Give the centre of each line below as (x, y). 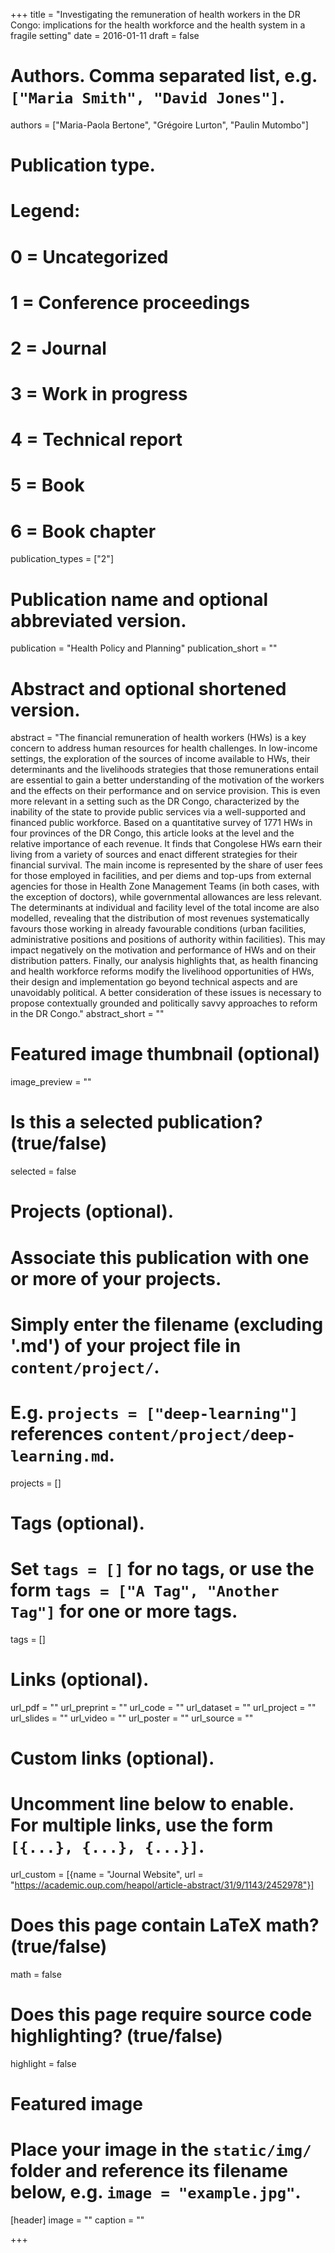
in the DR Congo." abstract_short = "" (87, 1014)
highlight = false (43, 2063)
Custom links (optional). (112, 1758)
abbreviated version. (98, 620)
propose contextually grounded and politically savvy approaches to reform (164, 1003)
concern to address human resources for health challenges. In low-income (164, 748)
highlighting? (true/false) (116, 2035)
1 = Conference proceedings (130, 302)
